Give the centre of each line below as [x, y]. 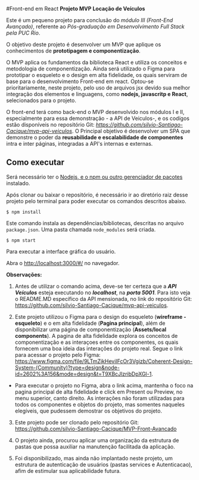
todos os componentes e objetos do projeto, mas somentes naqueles [99, 404]
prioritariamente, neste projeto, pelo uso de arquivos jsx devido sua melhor [98, 88]
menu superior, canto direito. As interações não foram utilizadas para [99, 398]
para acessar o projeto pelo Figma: [57, 355]
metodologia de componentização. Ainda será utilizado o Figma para [91, 69]
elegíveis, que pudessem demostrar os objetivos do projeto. [88, 411]
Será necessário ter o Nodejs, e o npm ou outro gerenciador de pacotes [94, 177]
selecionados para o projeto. [41, 100]
